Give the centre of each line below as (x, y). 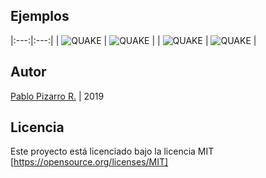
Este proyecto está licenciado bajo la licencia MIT (112, 151)
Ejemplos (40, 16)
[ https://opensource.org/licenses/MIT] (89, 162)
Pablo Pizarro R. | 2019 (57, 96)
